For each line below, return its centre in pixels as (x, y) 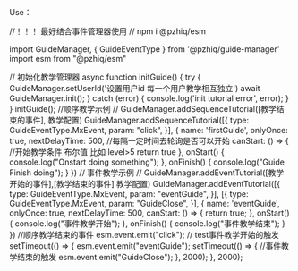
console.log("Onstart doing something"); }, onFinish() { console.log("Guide (147, 162)
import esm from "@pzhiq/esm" (68, 59)
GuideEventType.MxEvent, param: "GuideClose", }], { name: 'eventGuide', (145, 203)
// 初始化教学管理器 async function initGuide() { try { (105, 77)
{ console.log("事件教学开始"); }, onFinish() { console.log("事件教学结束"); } (148, 224)
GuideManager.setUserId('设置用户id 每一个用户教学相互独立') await (135, 88)
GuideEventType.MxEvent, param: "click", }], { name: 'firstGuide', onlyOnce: (149, 130)
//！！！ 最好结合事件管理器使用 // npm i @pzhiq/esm (108, 31)
